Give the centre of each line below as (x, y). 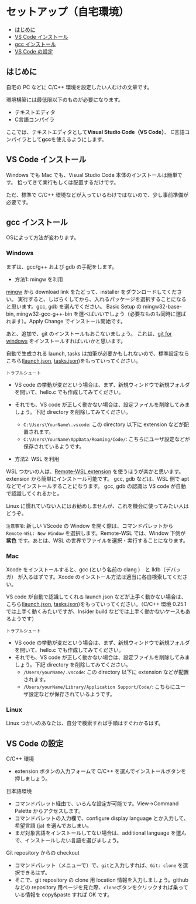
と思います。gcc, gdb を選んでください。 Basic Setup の (74, 306)
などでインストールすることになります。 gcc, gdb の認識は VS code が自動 (96, 486)
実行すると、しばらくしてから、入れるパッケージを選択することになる (102, 299)
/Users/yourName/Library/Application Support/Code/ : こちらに (99, 687)
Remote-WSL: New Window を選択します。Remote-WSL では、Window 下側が (96, 533)
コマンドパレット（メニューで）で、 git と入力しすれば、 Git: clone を (99, 865)
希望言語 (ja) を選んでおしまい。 (53, 826)
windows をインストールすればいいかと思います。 (66, 341)
